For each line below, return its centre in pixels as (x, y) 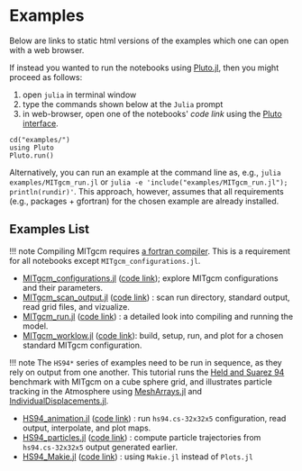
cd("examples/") (40, 140)
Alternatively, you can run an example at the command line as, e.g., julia (145, 172)
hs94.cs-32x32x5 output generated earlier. (100, 447)
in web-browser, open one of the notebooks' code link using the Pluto (152, 113)
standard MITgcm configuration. (82, 345)
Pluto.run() (32, 155)
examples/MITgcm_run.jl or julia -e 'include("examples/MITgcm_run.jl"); (149, 182)
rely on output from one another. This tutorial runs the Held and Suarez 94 (147, 372)
